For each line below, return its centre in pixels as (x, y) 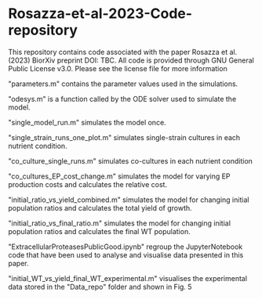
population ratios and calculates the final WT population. (99, 231)
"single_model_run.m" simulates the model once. (87, 122)
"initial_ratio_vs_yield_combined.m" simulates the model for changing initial (129, 200)
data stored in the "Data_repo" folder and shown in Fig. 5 (100, 286)
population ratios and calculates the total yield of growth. (100, 207)
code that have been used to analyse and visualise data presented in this (126, 254)
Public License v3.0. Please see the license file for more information (118, 68)
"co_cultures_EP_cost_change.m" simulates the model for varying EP (119, 176)
